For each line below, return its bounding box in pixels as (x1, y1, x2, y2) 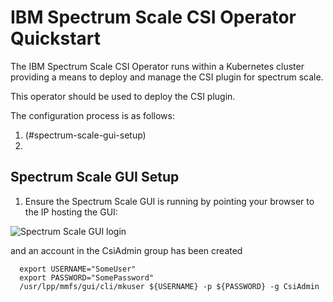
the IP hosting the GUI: (24, 206, 118, 218)
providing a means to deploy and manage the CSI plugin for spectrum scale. (10, 71, 324, 83)
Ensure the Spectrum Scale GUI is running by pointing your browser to (24, 195, 315, 207)
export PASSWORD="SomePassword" (19, 272, 155, 283)
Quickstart (10, 27, 102, 50)
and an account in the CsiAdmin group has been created (10, 244, 243, 256)
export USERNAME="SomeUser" (19, 264, 137, 274)
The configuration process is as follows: (10, 109, 175, 121)
